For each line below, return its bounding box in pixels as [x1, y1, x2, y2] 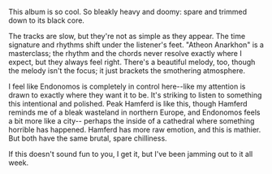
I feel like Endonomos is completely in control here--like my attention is [8, 81, 246, 91]
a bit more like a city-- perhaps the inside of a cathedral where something [8, 116, 255, 125]
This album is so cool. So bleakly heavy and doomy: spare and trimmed [8, 7, 248, 16]
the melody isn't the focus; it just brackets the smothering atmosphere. [8, 66, 246, 76]
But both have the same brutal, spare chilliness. [8, 133, 168, 143]
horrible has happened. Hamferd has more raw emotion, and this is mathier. [8, 125, 261, 134]
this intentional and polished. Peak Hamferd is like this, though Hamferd [8, 99, 248, 108]
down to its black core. [8, 15, 85, 25]
